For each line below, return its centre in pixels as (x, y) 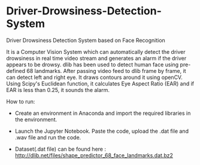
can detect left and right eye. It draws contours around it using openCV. (94, 77)
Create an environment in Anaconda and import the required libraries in (103, 113)
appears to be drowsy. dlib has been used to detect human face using (93, 65)
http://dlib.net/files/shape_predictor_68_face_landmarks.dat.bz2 (94, 155)
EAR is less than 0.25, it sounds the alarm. (58, 90)
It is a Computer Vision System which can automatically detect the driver (96, 51)
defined (16, 71)
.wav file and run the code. (48, 137)
